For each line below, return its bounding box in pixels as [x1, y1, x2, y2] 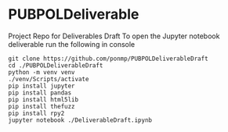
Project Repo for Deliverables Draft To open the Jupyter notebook [8, 31, 220, 41]
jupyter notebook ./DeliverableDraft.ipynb [8, 116, 153, 124]
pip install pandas [8, 88, 72, 97]
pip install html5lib [8, 95, 79, 103]
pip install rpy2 [8, 109, 65, 117]
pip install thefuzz [8, 102, 76, 110]
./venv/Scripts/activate [8, 75, 89, 83]
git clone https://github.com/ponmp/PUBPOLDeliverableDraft [8, 55, 209, 62]
